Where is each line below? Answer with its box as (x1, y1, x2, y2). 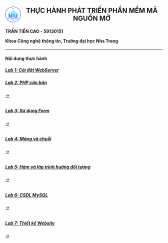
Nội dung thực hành (5, 55, 47, 61)
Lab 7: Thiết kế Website (5, 220, 55, 226)
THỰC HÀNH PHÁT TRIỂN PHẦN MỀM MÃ (25, 6, 158, 15)
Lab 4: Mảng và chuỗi (5, 136, 51, 142)
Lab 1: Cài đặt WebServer (5, 67, 59, 73)
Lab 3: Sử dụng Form (5, 107, 50, 114)
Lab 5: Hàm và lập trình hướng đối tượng (5, 164, 91, 170)
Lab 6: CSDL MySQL (5, 192, 48, 198)
